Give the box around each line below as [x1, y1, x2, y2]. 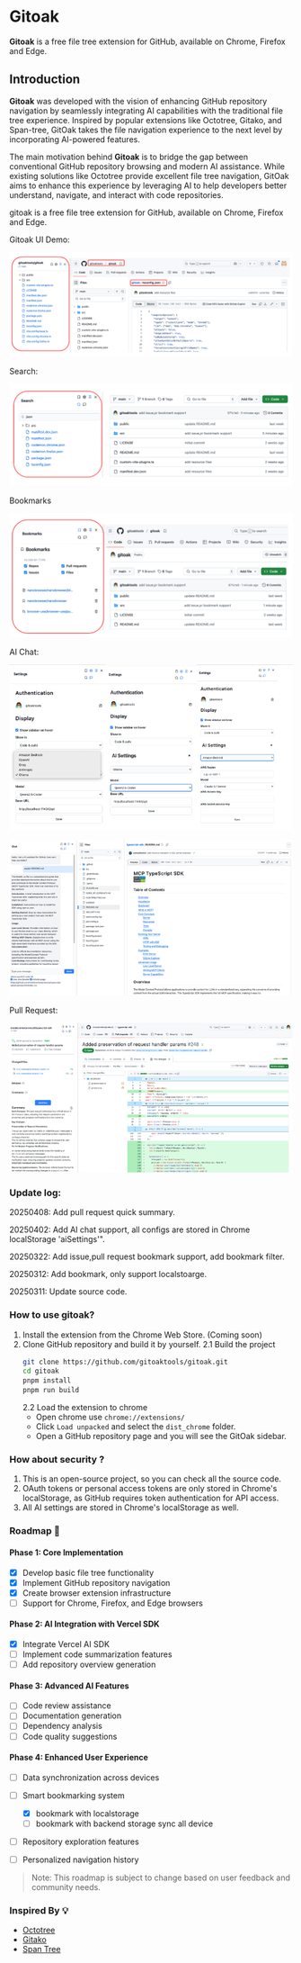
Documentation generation [22, 1710, 122, 1721]
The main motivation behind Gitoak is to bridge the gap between [9, 151, 249, 162]
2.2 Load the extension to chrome [22, 1402, 148, 1413]
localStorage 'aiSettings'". [9, 1234, 105, 1245]
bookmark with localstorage [35, 1807, 139, 1819]
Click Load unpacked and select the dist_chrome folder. [35, 1421, 236, 1432]
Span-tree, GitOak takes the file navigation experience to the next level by [9, 124, 283, 135]
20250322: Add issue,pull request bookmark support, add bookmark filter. [9, 1251, 285, 1262]
